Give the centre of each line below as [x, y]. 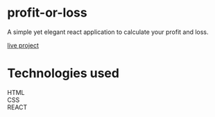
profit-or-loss [48, 13]
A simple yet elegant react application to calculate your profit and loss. [108, 32]
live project [23, 45]
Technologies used [63, 73]
